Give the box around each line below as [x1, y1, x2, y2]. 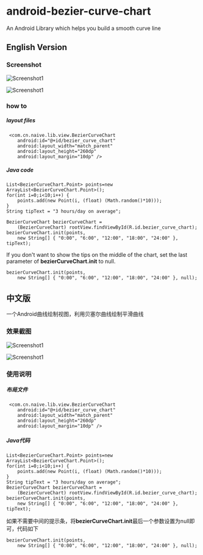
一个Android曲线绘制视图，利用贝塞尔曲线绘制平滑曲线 [6, 311, 144, 318]
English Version [6, 42, 68, 53]
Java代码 [6, 437, 30, 444]
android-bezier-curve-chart [6, 4, 151, 18]
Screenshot [6, 61, 41, 69]
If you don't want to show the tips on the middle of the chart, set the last [6, 251, 188, 259]
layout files [6, 117, 35, 124]
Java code [6, 166, 34, 174]
